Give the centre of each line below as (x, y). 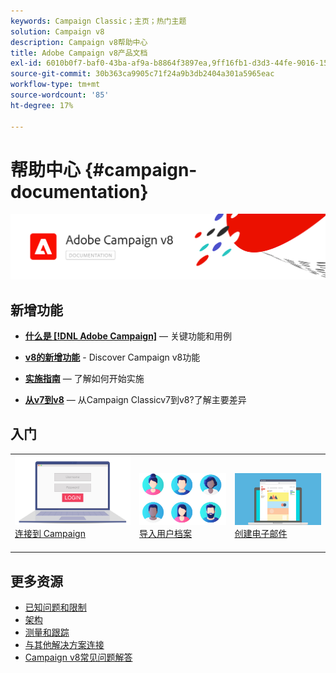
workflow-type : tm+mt (55, 85)
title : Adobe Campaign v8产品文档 (79, 53)
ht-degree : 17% (42, 105)
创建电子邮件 (261, 533)
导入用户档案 (166, 533)
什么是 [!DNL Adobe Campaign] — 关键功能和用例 (128, 336)
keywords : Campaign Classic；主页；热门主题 (98, 21)
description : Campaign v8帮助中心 (79, 42)
